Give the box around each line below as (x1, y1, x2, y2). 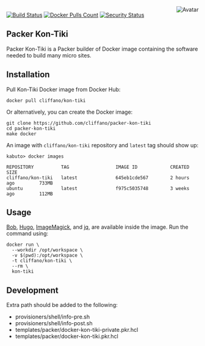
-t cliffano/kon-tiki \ (12, 258, 72, 264)
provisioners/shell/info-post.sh (15, 320, 93, 327)
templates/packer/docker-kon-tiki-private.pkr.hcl (15, 326, 138, 334)
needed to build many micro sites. (6, 51, 92, 59)
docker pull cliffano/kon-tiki (6, 97, 86, 103)
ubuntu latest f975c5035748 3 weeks (6, 185, 190, 191)
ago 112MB (6, 191, 53, 197)
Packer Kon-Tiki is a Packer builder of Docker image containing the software (6, 45, 198, 53)
